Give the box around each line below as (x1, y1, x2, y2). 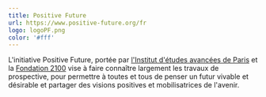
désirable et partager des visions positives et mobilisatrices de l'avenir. (8, 80, 240, 90)
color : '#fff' (8, 33, 55, 42)
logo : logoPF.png (8, 26, 66, 34)
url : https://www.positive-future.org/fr (8, 19, 147, 27)
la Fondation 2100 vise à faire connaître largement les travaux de (8, 64, 219, 73)
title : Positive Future (8, 11, 87, 20)
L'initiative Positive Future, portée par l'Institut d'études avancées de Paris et (8, 55, 258, 65)
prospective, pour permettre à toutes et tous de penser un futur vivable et (8, 72, 249, 81)
